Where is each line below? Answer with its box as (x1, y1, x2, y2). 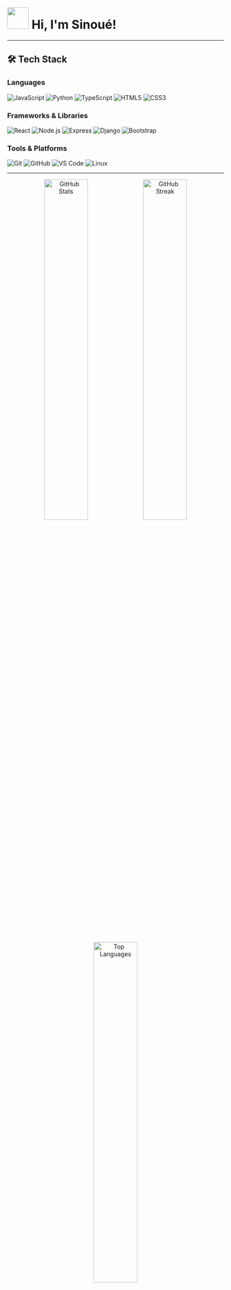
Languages (7, 78, 46, 88)
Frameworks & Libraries (7, 110, 88, 120)
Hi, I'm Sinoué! (31, 17, 117, 32)
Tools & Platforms (7, 143, 67, 153)
